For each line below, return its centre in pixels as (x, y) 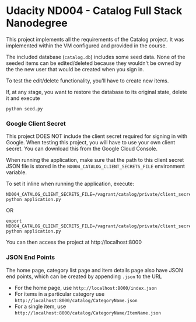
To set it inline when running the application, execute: (70, 184)
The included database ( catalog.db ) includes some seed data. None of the (96, 57)
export (14, 221)
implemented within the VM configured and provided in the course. (87, 46)
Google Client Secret (36, 123)
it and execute (23, 98)
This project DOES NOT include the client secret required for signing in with (97, 136)
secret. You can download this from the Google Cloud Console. (82, 149)
